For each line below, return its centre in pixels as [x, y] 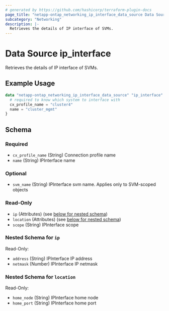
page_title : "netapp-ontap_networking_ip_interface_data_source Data [80, 15]
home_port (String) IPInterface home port [54, 303]
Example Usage [30, 84]
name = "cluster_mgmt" [33, 109]
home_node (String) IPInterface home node [55, 298]
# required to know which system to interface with [65, 100]
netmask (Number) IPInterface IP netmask [55, 264]
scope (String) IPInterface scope [46, 225]
